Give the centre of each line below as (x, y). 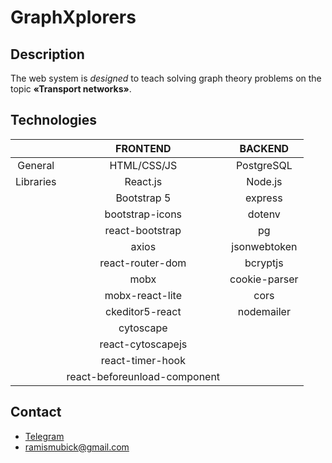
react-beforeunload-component (143, 376)
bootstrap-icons (143, 214)
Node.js (264, 181)
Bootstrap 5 (143, 198)
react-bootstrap (143, 230)
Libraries (36, 181)
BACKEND (264, 148)
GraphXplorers (73, 17)
